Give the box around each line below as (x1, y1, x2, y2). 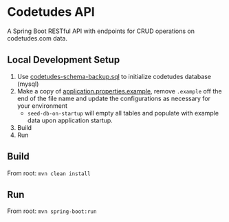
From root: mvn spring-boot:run (7, 207, 97, 215)
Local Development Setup (7, 54, 120, 66)
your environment (17, 101, 67, 110)
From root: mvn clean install (7, 169, 91, 177)
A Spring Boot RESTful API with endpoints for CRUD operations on (7, 27, 195, 35)
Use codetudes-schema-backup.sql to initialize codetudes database (17, 72, 212, 80)
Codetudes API (7, 4, 95, 20)
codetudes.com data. (7, 34, 67, 42)
